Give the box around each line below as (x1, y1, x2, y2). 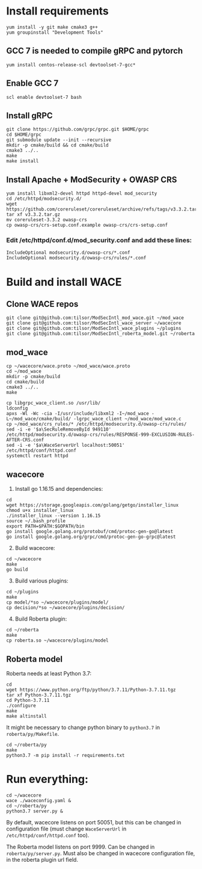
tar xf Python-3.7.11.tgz (6, 692, 71, 698)
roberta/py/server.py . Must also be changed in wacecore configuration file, (6, 849, 195, 857)
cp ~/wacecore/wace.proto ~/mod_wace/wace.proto (6, 363, 130, 369)
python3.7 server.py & (6, 808, 63, 814)
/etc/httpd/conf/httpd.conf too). (6, 831, 90, 839)
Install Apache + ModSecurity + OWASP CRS (6, 174, 177, 185)
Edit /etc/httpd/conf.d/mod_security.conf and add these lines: (6, 236, 192, 245)
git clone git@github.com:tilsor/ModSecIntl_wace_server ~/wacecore (6, 320, 182, 326)
